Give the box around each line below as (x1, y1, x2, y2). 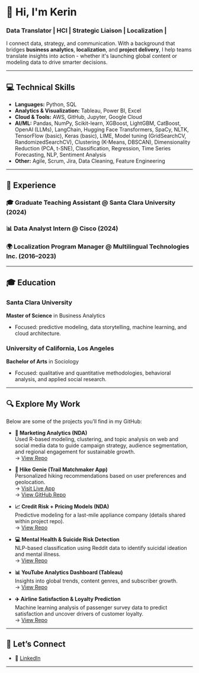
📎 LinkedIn (14, 655, 41, 662)
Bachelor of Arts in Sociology (6, 358, 79, 365)
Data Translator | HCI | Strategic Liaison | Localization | (6, 27, 167, 35)
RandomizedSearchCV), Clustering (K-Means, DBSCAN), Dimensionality (14, 139, 191, 146)
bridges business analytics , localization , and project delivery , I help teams (6, 46, 192, 53)
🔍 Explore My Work (6, 399, 81, 409)
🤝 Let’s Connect (6, 639, 66, 649)
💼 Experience (6, 180, 56, 190)
